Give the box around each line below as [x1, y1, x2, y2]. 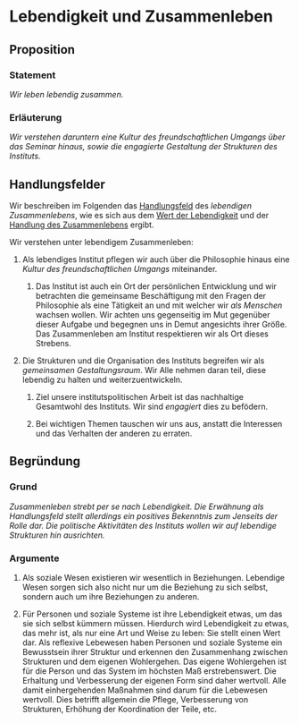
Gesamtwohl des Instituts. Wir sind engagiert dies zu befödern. [35, 401, 269, 412]
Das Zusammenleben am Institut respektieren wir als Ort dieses [35, 328, 270, 339]
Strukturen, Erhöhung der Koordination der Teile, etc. [21, 703, 217, 714]
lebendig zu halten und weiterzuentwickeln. [21, 374, 183, 385]
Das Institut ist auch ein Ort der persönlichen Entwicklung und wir [35, 280, 277, 292]
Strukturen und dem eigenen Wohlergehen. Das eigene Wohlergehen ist [21, 656, 287, 667]
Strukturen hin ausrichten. [9, 530, 105, 540]
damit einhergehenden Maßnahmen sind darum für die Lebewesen [21, 685, 268, 695]
